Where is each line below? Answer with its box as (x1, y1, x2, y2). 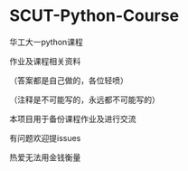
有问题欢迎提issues (9, 132, 81, 143)
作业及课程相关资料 (9, 55, 81, 66)
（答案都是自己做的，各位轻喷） (9, 74, 128, 86)
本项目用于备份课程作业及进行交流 (9, 113, 136, 124)
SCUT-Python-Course (9, 5, 179, 26)
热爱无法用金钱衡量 (9, 151, 81, 163)
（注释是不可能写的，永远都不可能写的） (9, 94, 160, 105)
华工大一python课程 (9, 36, 83, 47)
